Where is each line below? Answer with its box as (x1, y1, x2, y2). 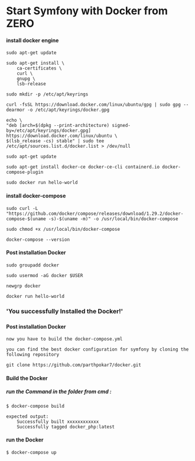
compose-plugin (6, 169, 44, 176)
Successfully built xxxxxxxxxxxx (17, 418, 99, 425)
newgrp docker (6, 283, 41, 289)
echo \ (6, 117, 22, 123)
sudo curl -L (6, 205, 38, 211)
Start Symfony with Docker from (6, 4, 168, 18)
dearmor (6, 107, 25, 113)
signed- (112, 123, 131, 129)
